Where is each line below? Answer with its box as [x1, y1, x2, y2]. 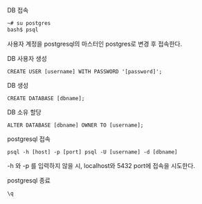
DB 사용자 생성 [7, 54, 47, 62]
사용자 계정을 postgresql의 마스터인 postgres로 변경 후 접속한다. [7, 39, 183, 48]
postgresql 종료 [7, 176, 50, 185]
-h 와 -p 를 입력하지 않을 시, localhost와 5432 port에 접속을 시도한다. [7, 161, 196, 169]
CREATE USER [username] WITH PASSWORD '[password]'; [7, 68, 163, 75]
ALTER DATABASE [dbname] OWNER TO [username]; [7, 122, 144, 129]
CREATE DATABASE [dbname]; [7, 95, 85, 102]
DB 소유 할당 [7, 108, 42, 116]
